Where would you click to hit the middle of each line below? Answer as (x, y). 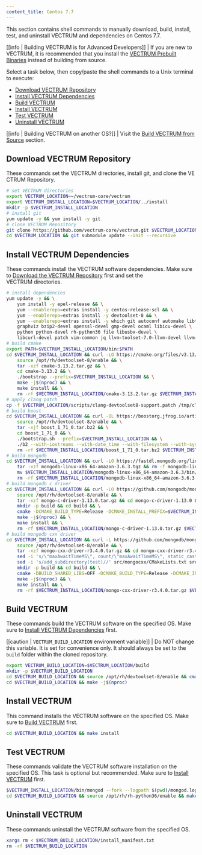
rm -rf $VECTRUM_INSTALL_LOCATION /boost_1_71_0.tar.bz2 (89, 450)
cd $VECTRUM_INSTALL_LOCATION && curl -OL (60, 416)
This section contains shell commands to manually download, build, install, (99, 29)
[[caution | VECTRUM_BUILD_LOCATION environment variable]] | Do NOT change (100, 642)
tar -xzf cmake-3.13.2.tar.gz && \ (62, 366)
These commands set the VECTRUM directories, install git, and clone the (96, 173)
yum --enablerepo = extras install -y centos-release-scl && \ (95, 310)
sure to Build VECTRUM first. (42, 722)
